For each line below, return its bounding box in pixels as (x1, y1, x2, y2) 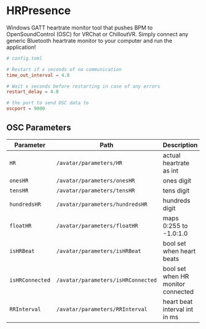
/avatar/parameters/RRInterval (56, 306, 148, 312)
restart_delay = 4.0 (6, 89, 59, 95)
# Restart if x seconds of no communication (6, 66, 122, 72)
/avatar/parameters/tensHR (56, 187, 135, 194)
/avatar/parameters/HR (56, 159, 123, 166)
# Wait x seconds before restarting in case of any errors (6, 83, 161, 89)
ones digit (162, 176, 192, 184)
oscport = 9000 (6, 105, 45, 112)
